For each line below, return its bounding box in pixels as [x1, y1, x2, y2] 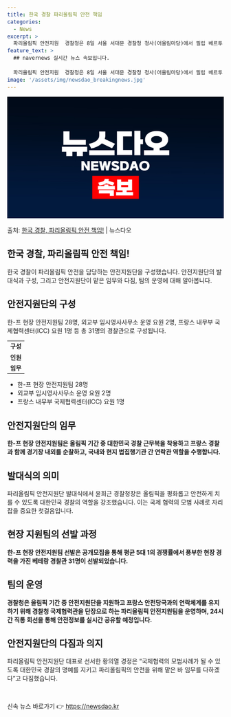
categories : [7, 18, 41, 25]
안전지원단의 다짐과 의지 [7, 638, 103, 650]
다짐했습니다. [22, 674, 58, 683]
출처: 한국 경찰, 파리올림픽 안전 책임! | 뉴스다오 [7, 226, 132, 234]
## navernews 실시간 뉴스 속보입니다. [13, 55, 110, 62]
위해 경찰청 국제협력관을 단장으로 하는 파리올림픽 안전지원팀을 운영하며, [19, 607, 209, 615]
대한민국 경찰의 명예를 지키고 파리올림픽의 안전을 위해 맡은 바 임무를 [19, 665, 201, 674]
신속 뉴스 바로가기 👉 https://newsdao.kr [7, 702, 120, 711]
